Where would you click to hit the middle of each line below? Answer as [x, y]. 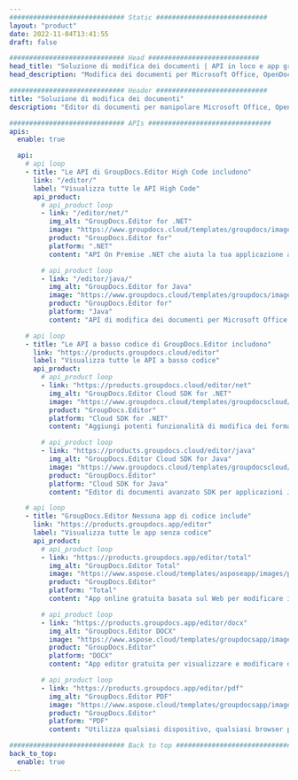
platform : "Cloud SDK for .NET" [108, 418]
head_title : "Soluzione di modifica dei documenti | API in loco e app [144, 66]
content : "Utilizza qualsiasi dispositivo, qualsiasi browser [166, 729]
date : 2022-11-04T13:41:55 [59, 34]
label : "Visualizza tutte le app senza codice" [122, 533]
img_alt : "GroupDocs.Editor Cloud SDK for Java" [140, 459]
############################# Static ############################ [138, 17]
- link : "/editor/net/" [85, 214]
